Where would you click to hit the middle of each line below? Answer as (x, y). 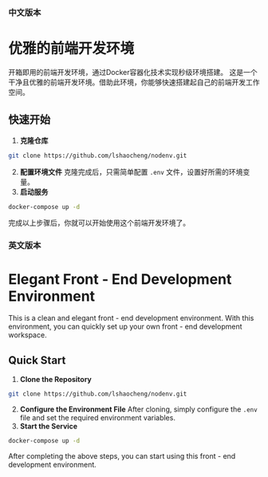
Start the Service (49, 426)
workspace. (28, 335)
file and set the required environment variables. (97, 417)
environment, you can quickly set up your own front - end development (125, 327)
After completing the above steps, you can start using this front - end (122, 455)
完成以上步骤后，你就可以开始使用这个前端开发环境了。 (99, 223)
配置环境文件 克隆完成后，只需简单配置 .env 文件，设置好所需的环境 (131, 171)
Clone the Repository (55, 380)
